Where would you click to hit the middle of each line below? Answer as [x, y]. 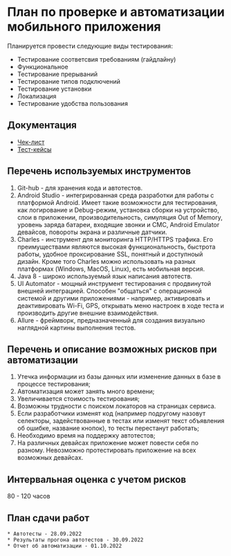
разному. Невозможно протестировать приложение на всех [107, 450]
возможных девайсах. [50, 458]
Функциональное [43, 66]
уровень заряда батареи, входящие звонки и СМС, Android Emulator [118, 224]
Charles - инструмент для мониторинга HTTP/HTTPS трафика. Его [115, 239]
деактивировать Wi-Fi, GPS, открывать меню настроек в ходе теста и [121, 305]
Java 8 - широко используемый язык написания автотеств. [104, 276]
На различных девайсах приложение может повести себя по [108, 443]
